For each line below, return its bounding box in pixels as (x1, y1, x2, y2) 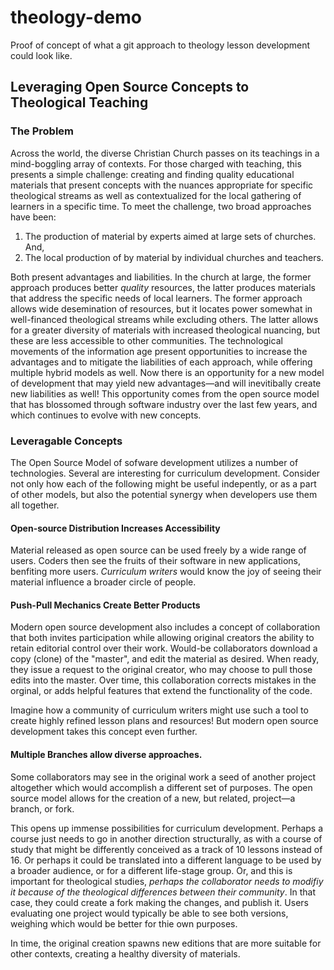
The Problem (10, 124, 75, 138)
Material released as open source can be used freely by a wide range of (10, 544, 307, 556)
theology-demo (10, 6, 142, 29)
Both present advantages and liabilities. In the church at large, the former (10, 271, 312, 283)
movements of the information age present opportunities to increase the (10, 345, 308, 357)
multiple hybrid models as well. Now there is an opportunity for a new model (10, 366, 325, 378)
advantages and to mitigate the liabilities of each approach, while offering (10, 356, 313, 368)
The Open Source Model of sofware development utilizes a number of (10, 456, 299, 468)
